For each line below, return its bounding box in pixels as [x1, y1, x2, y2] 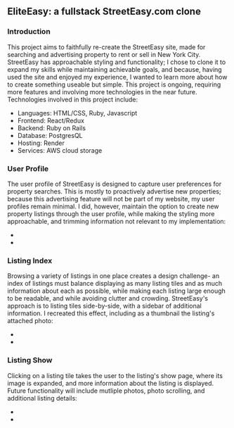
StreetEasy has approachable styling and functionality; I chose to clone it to [7, 58, 226, 66]
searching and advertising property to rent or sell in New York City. [7, 50, 201, 58]
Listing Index [7, 256, 53, 265]
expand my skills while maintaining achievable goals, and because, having [7, 65, 223, 73]
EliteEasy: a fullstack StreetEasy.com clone [7, 6, 202, 18]
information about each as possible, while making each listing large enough [7, 287, 226, 295]
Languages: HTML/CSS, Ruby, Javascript [17, 108, 138, 117]
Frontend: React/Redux [17, 116, 84, 125]
